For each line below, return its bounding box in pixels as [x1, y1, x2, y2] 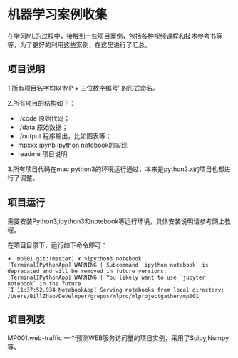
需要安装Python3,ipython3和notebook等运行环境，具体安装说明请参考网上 [7, 217, 225, 225]
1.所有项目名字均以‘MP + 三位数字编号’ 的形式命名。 [7, 83, 159, 92]
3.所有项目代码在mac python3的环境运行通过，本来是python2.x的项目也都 [7, 165, 225, 173]
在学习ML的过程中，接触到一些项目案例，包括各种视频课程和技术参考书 [7, 31, 217, 40]
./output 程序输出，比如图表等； [17, 131, 112, 140]
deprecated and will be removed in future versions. [7, 267, 167, 275]
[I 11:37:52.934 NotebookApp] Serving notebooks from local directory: [7, 286, 224, 293]
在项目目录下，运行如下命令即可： [7, 240, 108, 250]
